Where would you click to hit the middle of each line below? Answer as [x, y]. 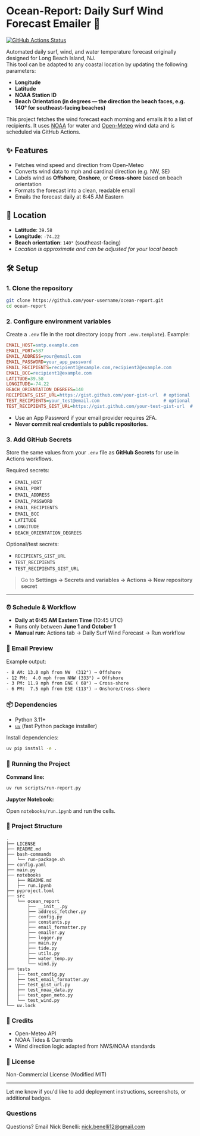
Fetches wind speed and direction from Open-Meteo [79, 165]
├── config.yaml [26, 865]
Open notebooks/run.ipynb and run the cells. [61, 811]
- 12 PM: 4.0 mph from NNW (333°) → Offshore [65, 678]
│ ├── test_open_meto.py [40, 995]
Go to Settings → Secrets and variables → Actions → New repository [107, 580]
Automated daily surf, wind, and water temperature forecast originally [91, 51]
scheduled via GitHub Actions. [43, 132]
